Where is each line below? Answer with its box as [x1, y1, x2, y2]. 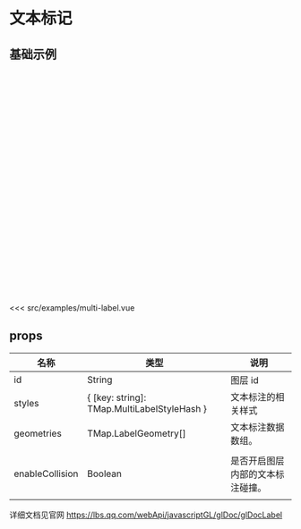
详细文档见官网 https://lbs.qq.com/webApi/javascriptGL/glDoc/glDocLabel [9, 509, 283, 520]
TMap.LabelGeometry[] [87, 427, 186, 439]
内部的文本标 [229, 467, 285, 480]
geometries [13, 427, 63, 439]
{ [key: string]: [87, 391, 147, 404]
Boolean [87, 467, 123, 480]
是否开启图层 [229, 454, 285, 466]
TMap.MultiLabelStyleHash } [87, 402, 208, 414]
